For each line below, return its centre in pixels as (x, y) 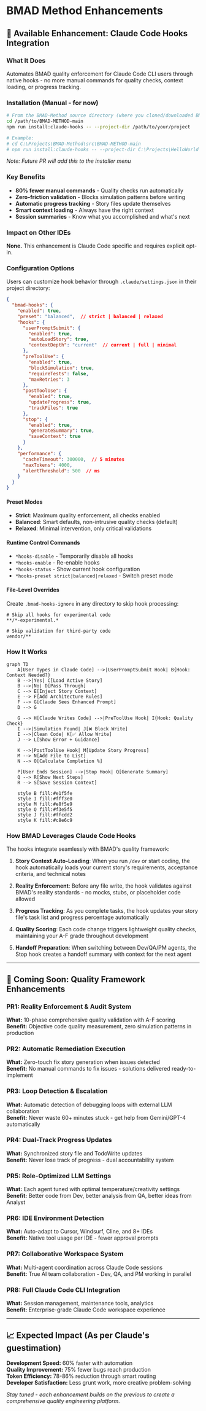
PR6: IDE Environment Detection (55, 1218)
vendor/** (19, 636)
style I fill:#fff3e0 (45, 799)
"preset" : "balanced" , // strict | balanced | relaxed (90, 316)
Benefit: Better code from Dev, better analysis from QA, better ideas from (99, 1196)
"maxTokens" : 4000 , (47, 465)
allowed (25, 899)
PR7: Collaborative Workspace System (65, 1254)
